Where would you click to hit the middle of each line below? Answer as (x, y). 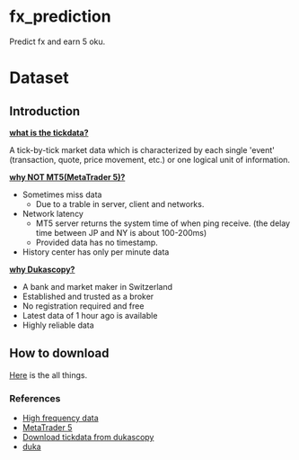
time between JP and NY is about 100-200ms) (121, 232)
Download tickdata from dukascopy (88, 437)
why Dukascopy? (42, 269)
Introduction (45, 111)
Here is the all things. (48, 374)
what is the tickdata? (49, 132)
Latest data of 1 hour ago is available (90, 315)
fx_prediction (60, 17)
